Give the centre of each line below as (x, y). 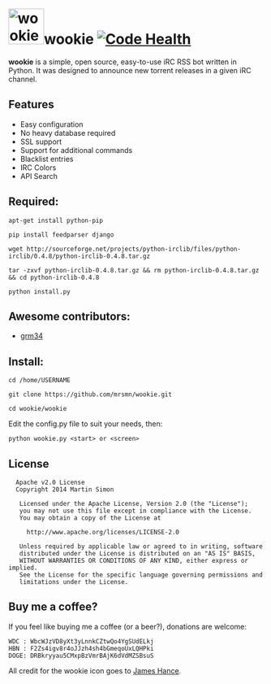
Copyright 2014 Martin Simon (65, 490)
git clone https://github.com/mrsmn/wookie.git (90, 394)
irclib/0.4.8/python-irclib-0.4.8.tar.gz (80, 256)
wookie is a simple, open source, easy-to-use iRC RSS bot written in (123, 62)
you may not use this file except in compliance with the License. (135, 511)
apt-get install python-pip (56, 220)
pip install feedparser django (61, 235)
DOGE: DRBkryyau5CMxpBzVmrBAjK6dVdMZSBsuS (81, 656)
